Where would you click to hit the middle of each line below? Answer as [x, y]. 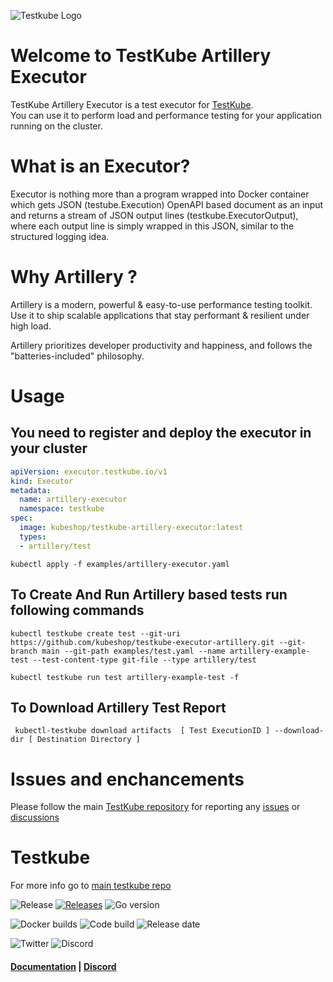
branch [24, 651]
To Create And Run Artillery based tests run [149, 595]
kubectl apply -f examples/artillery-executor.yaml [120, 564]
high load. [31, 326]
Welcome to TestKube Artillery [141, 56]
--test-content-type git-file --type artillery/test [144, 660]
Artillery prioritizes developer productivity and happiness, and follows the [161, 345]
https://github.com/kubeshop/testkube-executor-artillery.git [142, 642]
